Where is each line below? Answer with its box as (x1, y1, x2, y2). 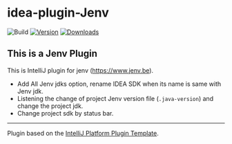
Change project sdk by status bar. (17, 109, 114, 117)
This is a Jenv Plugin (7, 48, 98, 60)
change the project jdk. (17, 102, 84, 110)
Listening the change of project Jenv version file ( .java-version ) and (17, 94, 214, 102)
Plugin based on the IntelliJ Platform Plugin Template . (7, 129, 159, 137)
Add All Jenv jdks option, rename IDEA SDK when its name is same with (17, 80, 222, 88)
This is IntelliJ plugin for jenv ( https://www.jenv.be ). (7, 66, 154, 74)
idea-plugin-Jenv (7, 5, 109, 21)
